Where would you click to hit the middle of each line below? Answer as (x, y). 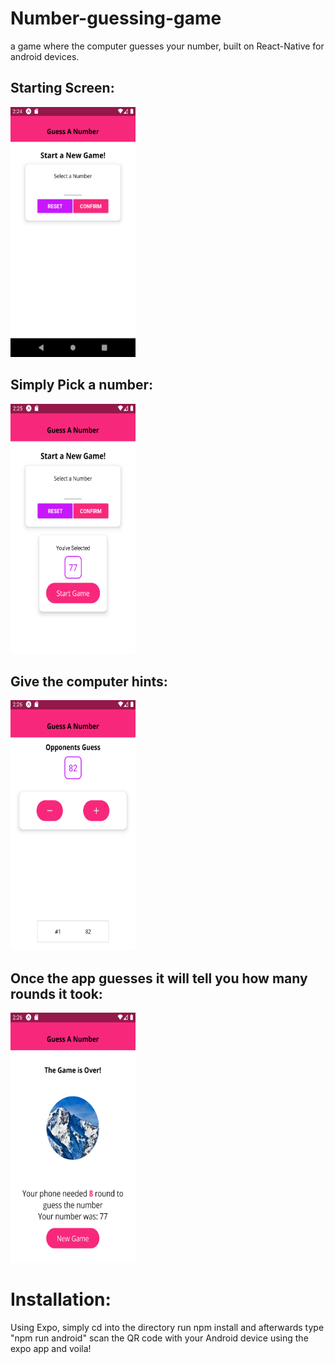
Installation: (61, 1299)
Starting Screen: (62, 88)
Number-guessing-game (116, 18)
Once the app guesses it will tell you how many (159, 978)
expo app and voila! (51, 1349)
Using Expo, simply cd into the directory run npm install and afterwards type (167, 1328)
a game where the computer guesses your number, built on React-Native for (167, 46)
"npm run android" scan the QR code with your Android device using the (159, 1338)
